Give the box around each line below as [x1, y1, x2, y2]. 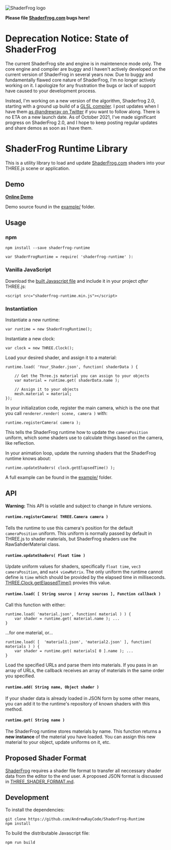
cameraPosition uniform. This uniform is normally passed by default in [5, 530, 152, 536]
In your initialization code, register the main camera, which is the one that [5, 405, 160, 411]
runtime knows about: [5, 455, 51, 461]
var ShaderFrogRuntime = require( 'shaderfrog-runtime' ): [5, 254, 134, 260]
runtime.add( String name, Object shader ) [5, 685, 100, 690]
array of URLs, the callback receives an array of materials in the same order [5, 668, 164, 674]
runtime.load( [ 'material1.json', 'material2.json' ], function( [5, 639, 152, 645]
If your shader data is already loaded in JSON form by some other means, [5, 695, 160, 701]
